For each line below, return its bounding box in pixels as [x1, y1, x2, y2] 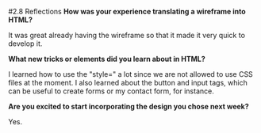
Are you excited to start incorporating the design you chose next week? [8, 102, 250, 111]
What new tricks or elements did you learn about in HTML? [8, 55, 206, 63]
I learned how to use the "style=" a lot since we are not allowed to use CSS [8, 70, 254, 78]
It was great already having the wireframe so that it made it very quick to [8, 31, 246, 40]
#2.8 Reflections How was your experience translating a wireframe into [8, 7, 246, 16]
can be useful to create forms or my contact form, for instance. [8, 86, 214, 96]
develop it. [8, 39, 43, 48]
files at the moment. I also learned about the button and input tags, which [8, 78, 248, 87]
